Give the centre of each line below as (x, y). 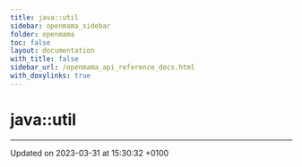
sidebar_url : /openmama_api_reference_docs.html (103, 68)
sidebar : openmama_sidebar (60, 26)
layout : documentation (52, 51)
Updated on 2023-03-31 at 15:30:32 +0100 (90, 153)
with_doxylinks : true (51, 76)
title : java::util (44, 17)
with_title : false (44, 59)
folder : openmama (43, 34)
